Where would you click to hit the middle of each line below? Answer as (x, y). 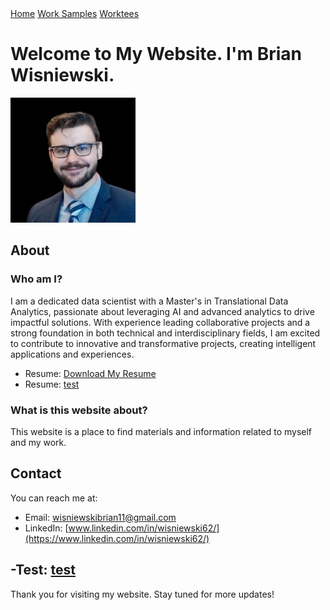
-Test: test (43, 570)
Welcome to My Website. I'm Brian (156, 54)
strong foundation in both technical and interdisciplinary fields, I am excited (165, 333)
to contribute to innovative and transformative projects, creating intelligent (163, 343)
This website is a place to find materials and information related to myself (161, 431)
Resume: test (52, 384)
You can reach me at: (54, 498)
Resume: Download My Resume (90, 373)
